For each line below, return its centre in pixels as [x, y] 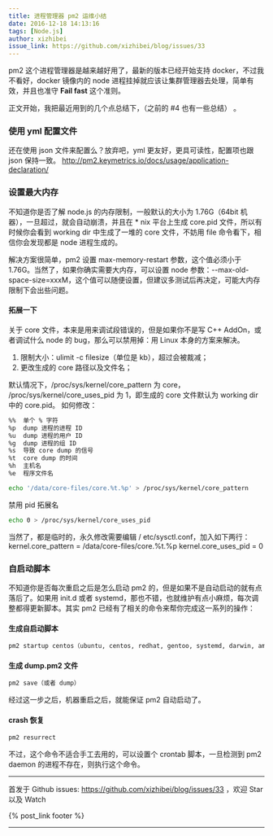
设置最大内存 [34, 192]
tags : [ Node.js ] [36, 31]
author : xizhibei [38, 39]
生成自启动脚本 [33, 628]
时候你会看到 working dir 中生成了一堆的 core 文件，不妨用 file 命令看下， [131, 232]
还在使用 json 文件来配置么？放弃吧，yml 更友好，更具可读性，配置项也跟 [131, 151]
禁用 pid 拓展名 [34, 505]
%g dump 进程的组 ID [43, 443]
